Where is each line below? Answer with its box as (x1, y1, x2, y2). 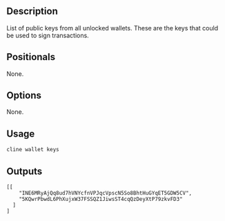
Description (6, 6, 58, 17)
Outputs (6, 165, 43, 177)
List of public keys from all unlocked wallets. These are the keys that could (6, 23, 219, 32)
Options (6, 90, 42, 102)
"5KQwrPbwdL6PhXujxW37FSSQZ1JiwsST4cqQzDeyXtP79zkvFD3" (19, 195, 184, 202)
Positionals (6, 51, 56, 63)
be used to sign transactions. (6, 31, 89, 39)
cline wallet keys (6, 146, 59, 153)
